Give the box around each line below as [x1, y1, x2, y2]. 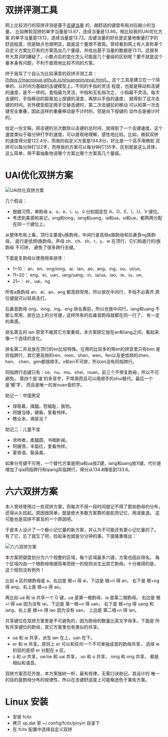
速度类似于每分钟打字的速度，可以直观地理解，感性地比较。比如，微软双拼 [5, 131, 158, 137]
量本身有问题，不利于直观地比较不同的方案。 [5, 60, 97, 66]
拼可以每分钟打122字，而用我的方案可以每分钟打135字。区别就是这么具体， [5, 144, 160, 150]
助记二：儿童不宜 [5, 426, 40, 432]
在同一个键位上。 [12, 221, 48, 227]
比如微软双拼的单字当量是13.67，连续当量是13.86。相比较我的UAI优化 [14, 28, 158, 34]
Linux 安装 [5, 696, 48, 707]
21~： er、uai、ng [12, 278, 50, 284]
